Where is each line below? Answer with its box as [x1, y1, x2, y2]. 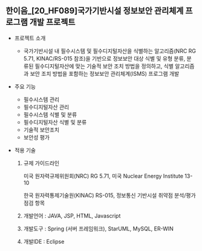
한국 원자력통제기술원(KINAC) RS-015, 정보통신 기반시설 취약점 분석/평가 [23, 192, 196, 199]
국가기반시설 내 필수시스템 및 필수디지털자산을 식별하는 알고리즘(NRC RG [23, 47, 197, 55]
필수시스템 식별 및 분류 [23, 111, 77, 118]
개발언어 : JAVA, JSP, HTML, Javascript [23, 212, 121, 219]
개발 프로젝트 [29, 17, 76, 27]
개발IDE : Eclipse [23, 238, 65, 245]
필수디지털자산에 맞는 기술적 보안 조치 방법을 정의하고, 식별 [34, 62, 174, 70]
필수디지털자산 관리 [23, 103, 70, 110]
